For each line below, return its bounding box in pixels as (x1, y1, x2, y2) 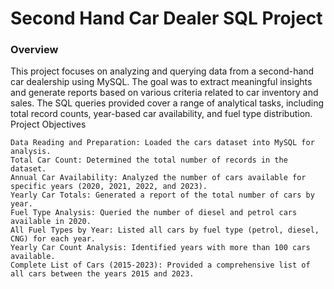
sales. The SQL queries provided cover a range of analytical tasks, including (10, 97, 325, 109)
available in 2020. (10, 217, 92, 227)
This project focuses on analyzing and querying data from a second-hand (10, 65, 315, 77)
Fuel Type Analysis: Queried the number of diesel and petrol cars (10, 208, 298, 218)
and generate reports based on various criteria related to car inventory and (10, 87, 319, 99)
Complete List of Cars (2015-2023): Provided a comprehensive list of (10, 260, 311, 271)
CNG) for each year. (10, 234, 97, 244)
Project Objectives (10, 118, 87, 131)
